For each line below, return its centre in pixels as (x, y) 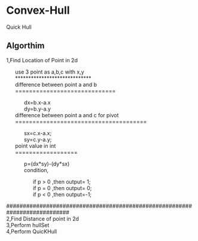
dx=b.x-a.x (37, 102)
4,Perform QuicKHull (32, 231)
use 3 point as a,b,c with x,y (50, 72)
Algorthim (25, 46)
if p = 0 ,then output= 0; (62, 188)
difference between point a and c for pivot (67, 115)
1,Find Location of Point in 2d (42, 60)
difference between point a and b (56, 84)
